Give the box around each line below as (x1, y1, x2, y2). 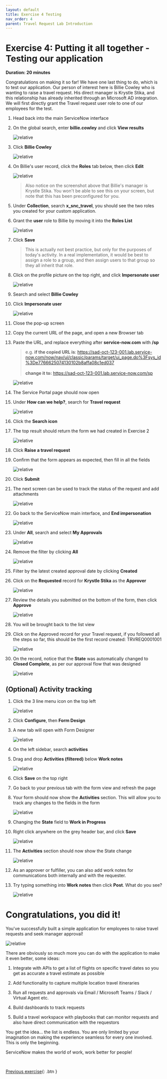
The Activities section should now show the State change (12, 848, 132, 854)
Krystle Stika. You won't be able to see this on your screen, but (25, 188, 155, 194)
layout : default (5, 7, 39, 12)
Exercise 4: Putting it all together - (5, 43, 150, 54)
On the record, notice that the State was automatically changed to (12, 656, 149, 662)
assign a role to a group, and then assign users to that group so (25, 257, 156, 263)
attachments (12, 491, 39, 497)
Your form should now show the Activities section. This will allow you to (12, 795, 161, 800)
